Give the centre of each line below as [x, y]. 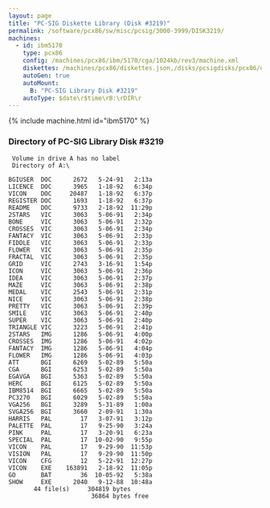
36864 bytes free [120, 496]
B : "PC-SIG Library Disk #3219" [84, 90]
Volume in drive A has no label [66, 158]
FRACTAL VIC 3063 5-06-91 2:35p [80, 257]
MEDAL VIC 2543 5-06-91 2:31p [80, 292]
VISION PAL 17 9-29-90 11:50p [80, 454]
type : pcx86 [43, 53]
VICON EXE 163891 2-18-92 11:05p [80, 468]
